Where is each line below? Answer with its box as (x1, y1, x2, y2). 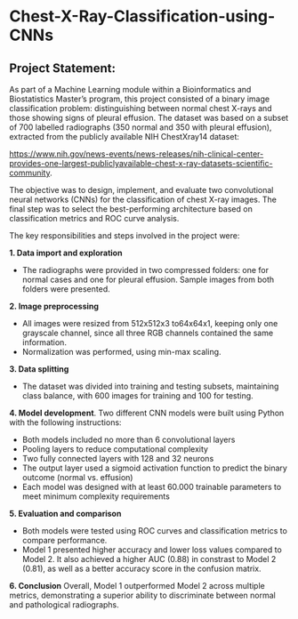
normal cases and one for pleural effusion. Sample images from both (21, 274, 275, 285)
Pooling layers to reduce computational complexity (21, 444, 209, 454)
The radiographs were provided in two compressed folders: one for (21, 265, 270, 275)
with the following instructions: (9, 417, 122, 428)
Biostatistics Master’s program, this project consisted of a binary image (9, 93, 270, 104)
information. (21, 337, 67, 348)
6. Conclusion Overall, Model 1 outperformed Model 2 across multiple (9, 581, 265, 591)
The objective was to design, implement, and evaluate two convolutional (9, 185, 274, 195)
